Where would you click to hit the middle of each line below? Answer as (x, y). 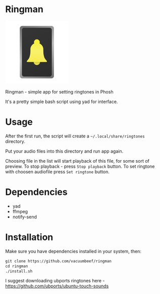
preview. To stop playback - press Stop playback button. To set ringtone (80, 166)
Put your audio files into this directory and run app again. (64, 151)
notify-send (24, 217)
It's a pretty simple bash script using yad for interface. (62, 102)
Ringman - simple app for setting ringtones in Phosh (59, 91)
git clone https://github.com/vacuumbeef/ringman (59, 261)
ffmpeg (20, 211)
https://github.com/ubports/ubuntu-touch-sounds (57, 286)
